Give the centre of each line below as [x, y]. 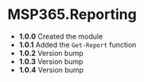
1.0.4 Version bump [51, 69]
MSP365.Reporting [72, 15]
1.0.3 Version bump [51, 61]
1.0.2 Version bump [51, 53]
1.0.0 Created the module [61, 36]
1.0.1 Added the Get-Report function [78, 44]
